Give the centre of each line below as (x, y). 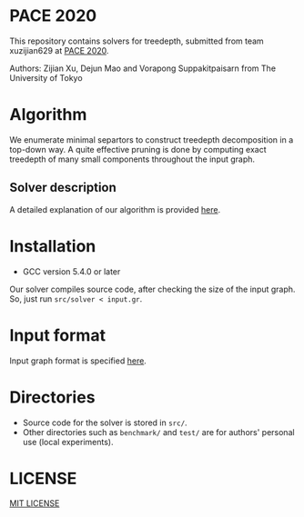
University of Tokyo (46, 77)
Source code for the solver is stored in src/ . (105, 423)
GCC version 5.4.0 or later (71, 271)
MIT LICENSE (35, 503)
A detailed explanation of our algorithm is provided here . (115, 209)
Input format (58, 335)
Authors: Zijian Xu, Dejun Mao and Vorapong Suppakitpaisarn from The (142, 68)
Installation (53, 246)
